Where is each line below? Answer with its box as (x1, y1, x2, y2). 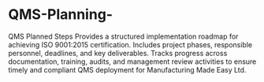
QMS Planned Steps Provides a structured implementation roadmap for (8, 32, 239, 41)
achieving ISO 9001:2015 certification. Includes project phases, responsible (8, 39, 253, 49)
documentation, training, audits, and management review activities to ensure (8, 57, 257, 66)
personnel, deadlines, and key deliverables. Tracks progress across (8, 48, 228, 58)
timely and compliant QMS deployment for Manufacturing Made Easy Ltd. (8, 65, 247, 74)
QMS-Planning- (8, 6, 113, 24)
